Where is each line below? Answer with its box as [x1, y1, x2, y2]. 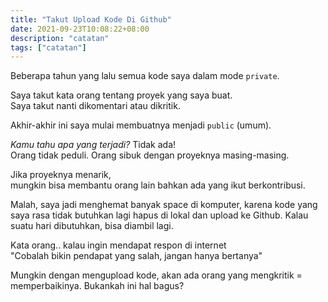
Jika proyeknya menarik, [10, 169, 112, 181]
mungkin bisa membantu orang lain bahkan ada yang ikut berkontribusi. [10, 179, 306, 191]
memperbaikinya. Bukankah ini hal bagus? [10, 280, 185, 292]
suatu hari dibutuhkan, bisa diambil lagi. [10, 220, 174, 232]
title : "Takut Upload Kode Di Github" [10, 14, 172, 25]
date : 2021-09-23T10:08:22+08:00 [10, 24, 150, 34]
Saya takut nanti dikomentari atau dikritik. [10, 100, 181, 112]
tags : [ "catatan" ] [10, 42, 87, 53]
